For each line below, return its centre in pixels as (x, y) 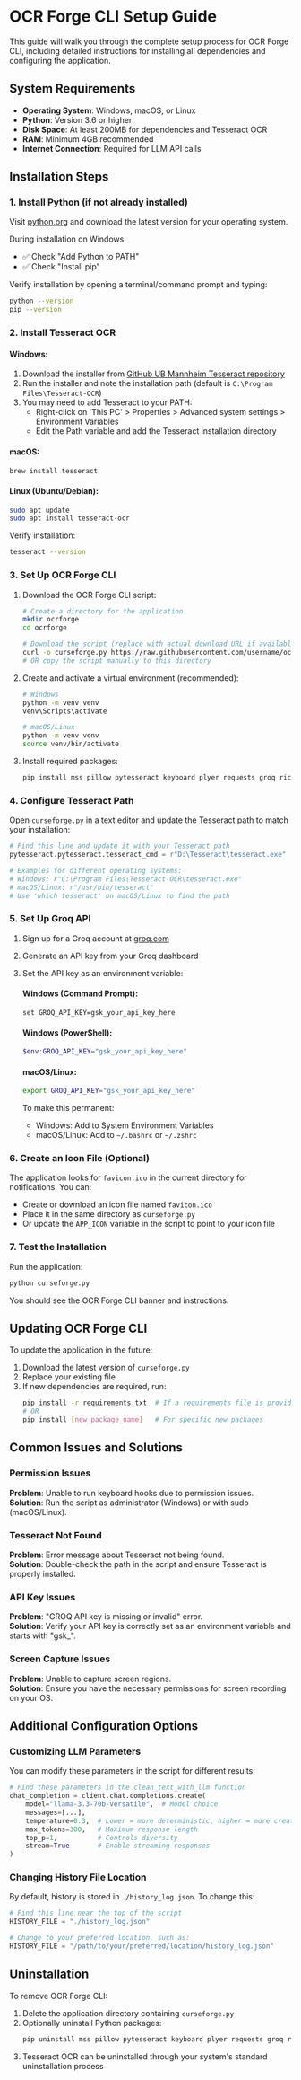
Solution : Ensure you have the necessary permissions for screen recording (148, 1688)
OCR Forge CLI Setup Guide (113, 17)
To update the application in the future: (81, 1350)
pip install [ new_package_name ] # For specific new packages (143, 1420)
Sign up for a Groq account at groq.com (96, 938)
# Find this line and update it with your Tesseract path (120, 846)
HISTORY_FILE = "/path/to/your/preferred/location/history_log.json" (142, 1946)
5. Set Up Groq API (50, 919)
